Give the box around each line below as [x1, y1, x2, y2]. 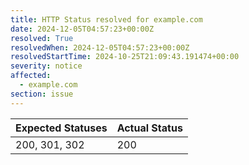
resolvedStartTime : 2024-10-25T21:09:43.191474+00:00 [10, 52, 240, 62]
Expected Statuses [15, 121, 108, 135]
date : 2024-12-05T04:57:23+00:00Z [10, 24, 155, 34]
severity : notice [10, 61, 83, 71]
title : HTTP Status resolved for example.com [10, 14, 203, 25]
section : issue [10, 89, 74, 99]
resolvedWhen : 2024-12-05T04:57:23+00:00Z [10, 42, 190, 53]
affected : [10, 71, 52, 81]
